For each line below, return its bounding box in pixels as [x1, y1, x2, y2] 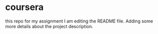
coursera [5, 1, 44, 13]
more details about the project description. [5, 23, 93, 29]
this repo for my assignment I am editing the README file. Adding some [5, 18, 153, 24]
